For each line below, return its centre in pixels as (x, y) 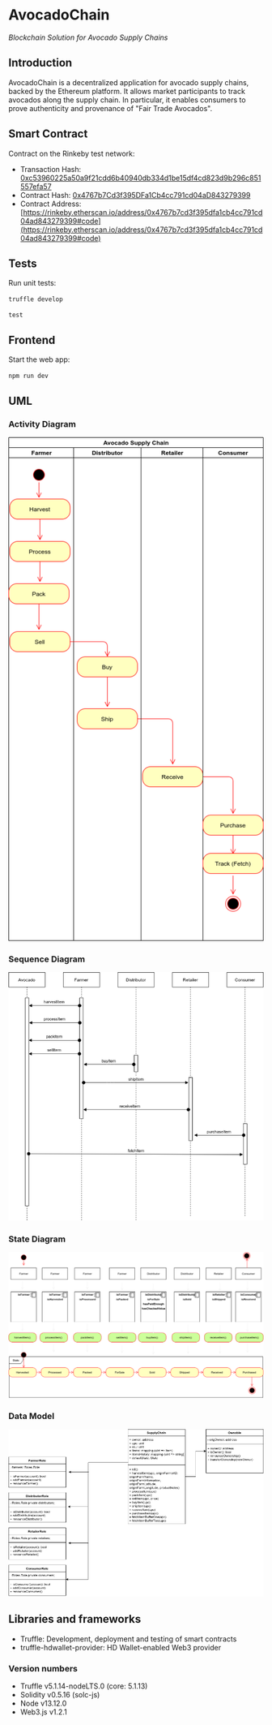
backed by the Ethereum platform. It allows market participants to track (127, 91)
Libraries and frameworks (75, 1619)
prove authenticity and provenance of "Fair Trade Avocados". (110, 108)
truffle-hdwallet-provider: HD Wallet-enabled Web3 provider (120, 1647)
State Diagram (37, 1239)
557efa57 (36, 186)
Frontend (32, 340)
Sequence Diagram (47, 959)
